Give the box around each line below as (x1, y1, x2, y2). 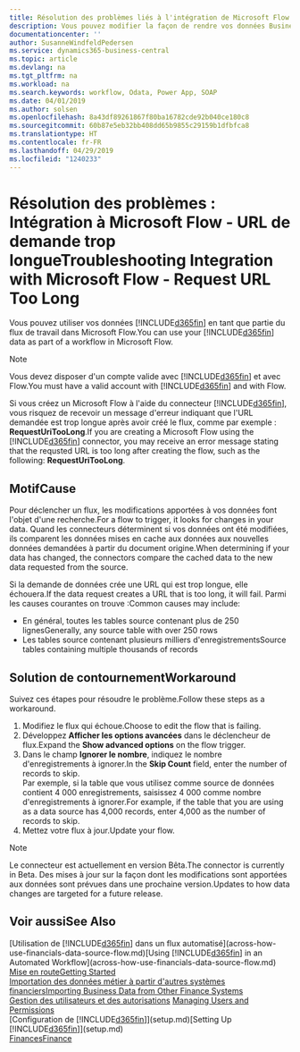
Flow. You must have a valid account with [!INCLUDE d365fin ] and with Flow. (9, 381, 287, 392)
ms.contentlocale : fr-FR (9, 138, 102, 147)
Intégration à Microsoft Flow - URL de (9, 212, 291, 233)
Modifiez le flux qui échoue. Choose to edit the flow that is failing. (21, 721, 262, 732)
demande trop (9, 231, 116, 251)
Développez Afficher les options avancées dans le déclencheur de (21, 730, 271, 741)
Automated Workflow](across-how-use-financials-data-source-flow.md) (9, 956, 277, 967)
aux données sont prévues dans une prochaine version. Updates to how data (9, 878, 290, 890)
